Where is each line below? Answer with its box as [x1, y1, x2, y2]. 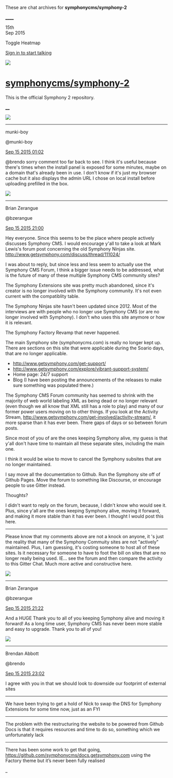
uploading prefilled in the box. [5, 180, 69, 187]
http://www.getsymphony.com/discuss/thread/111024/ [5, 251, 120, 257]
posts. [5, 425, 19, 431]
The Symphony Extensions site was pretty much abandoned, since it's [5, 282, 154, 288]
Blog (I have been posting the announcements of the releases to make [12, 377, 162, 383]
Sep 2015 [5, 30, 26, 36]
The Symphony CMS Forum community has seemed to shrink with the [5, 392, 154, 398]
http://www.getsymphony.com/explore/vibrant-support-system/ [12, 365, 149, 372]
